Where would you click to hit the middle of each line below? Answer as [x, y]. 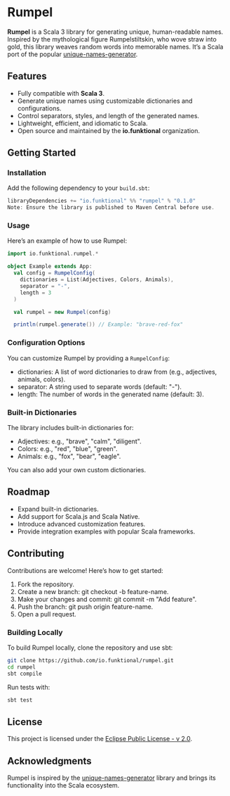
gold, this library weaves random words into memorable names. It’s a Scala [115, 46]
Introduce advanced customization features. [81, 524]
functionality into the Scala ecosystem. [63, 785]
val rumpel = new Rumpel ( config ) [62, 312]
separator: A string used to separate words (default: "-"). [100, 386]
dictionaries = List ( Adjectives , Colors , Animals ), [97, 280]
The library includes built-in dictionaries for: [70, 427]
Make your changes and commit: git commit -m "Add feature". [107, 599]
